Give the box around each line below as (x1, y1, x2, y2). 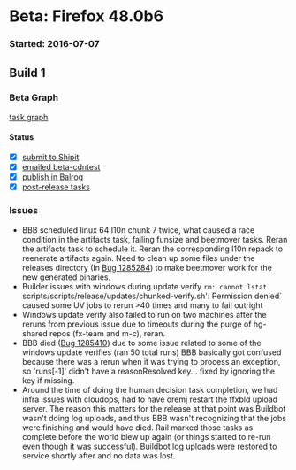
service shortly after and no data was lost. (21, 450, 176, 461)
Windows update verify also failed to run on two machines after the (21, 309, 267, 320)
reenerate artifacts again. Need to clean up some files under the (21, 252, 255, 263)
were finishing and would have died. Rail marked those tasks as (21, 422, 254, 433)
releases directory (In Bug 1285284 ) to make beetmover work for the (21, 262, 272, 273)
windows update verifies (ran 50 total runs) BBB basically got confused (21, 347, 282, 358)
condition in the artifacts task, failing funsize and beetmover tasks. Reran (21, 234, 288, 244)
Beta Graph (9, 91, 59, 104)
